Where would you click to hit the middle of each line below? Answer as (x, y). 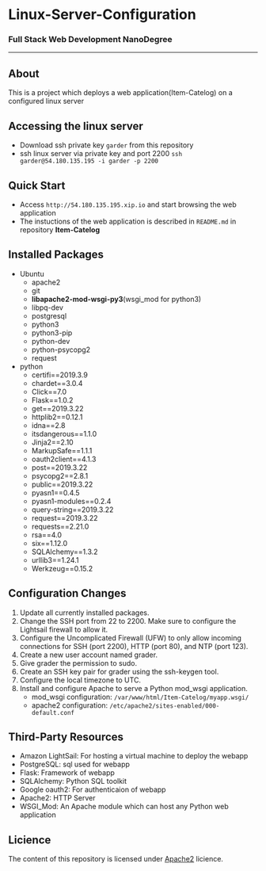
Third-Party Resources (66, 737)
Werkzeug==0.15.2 (62, 568)
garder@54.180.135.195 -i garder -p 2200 (89, 161)
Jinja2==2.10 (52, 442)
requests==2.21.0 (60, 526)
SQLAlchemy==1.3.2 (65, 552)
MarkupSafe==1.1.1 (62, 450)
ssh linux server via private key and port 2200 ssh (101, 154)
